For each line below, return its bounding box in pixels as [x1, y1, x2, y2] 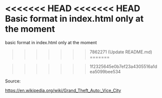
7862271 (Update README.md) [90, 49, 152, 55]
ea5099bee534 [90, 68, 121, 74]
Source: [5, 78, 21, 84]
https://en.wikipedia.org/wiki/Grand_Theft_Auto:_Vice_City [5, 87, 122, 93]
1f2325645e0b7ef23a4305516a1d [90, 64, 157, 69]
